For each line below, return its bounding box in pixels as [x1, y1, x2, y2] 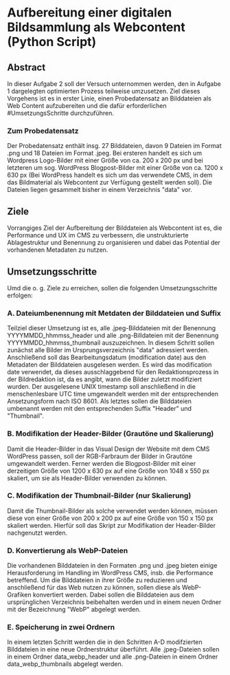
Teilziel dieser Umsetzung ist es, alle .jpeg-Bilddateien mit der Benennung [7, 324, 216, 332]
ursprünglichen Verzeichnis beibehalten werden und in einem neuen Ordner [7, 598, 222, 606]
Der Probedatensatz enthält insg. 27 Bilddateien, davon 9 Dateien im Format [7, 142, 222, 150]
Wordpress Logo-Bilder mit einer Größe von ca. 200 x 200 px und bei [7, 156, 204, 164]
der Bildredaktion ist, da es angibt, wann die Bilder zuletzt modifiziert [7, 375, 203, 383]
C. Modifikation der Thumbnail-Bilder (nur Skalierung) [7, 491, 192, 500]
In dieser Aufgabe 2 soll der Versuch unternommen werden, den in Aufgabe [7, 80, 221, 87]
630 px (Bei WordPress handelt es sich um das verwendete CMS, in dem [7, 171, 213, 180]
